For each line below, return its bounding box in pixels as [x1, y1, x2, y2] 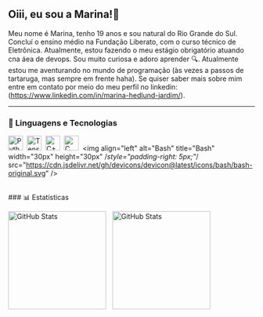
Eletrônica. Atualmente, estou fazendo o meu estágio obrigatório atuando [8, 45, 245, 55]
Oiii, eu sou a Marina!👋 [8, 8, 120, 21]
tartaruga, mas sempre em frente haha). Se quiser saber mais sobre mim [8, 74, 243, 83]
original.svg [8, 169, 46, 178]
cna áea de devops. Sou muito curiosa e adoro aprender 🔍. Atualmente [8, 54, 239, 64]
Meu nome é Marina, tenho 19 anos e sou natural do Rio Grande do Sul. [8, 28, 238, 38]
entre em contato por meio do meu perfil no [8, 82, 150, 91]
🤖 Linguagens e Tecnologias [8, 117, 117, 128]
